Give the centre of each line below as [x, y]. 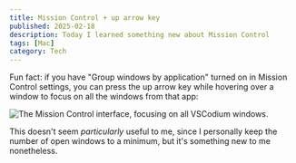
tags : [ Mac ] [32, 43]
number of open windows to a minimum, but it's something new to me [140, 141]
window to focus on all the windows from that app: [104, 97]
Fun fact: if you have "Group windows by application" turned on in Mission [148, 77]
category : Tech [38, 52]
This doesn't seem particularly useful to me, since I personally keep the [143, 131]
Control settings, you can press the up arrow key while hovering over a [142, 87]
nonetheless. [34, 151]
